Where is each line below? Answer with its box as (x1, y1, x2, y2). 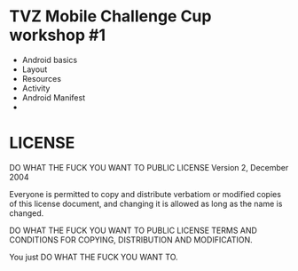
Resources (21, 73, 62, 84)
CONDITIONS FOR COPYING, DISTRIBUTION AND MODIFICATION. (9, 234, 253, 245)
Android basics (21, 54, 78, 65)
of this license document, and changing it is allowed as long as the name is (9, 198, 283, 209)
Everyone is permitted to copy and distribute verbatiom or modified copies (9, 188, 282, 199)
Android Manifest (21, 92, 86, 103)
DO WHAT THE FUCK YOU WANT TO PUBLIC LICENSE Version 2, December (9, 162, 289, 172)
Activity (21, 83, 51, 93)
